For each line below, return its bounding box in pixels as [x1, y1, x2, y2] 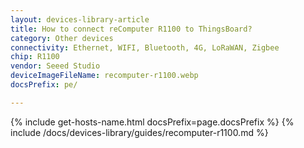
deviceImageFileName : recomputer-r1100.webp [10, 71, 199, 81]
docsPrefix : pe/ [10, 80, 78, 90]
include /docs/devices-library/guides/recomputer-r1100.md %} [10, 126, 269, 138]
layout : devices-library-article [10, 14, 150, 25]
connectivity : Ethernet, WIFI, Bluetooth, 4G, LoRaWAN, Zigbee [10, 42, 280, 53]
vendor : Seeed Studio [10, 61, 101, 71]
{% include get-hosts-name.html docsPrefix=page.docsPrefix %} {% [10, 116, 295, 128]
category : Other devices [10, 33, 114, 43]
